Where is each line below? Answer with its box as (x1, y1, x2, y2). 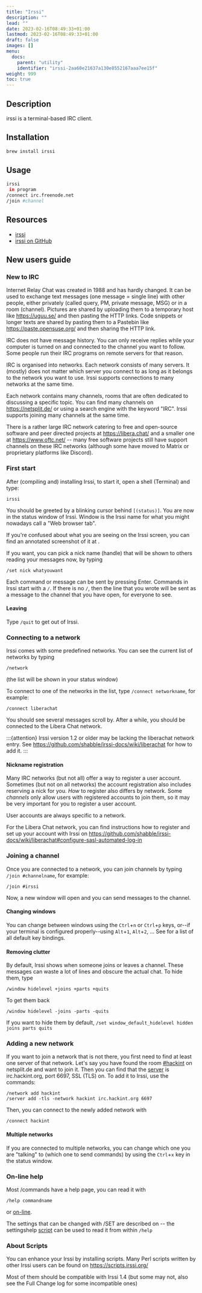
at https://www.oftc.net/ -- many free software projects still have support (6, 436, 188, 443)
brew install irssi (6, 148, 55, 154)
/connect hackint (6, 1118, 50, 1124)
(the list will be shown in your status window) (6, 676, 119, 683)
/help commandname (6, 1197, 52, 1203)
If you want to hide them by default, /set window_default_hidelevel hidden (6, 1019, 194, 1026)
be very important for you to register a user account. (6, 800, 137, 807)
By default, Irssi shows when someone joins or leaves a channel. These (6, 962, 184, 969)
